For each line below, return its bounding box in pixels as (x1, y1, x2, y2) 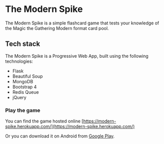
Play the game (5, 107, 41, 114)
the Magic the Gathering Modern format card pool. (5, 25, 109, 31)
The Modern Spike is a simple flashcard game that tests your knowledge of (5, 20, 160, 26)
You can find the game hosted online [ (5, 118, 84, 124)
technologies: (5, 58, 33, 64)
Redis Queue (12, 89, 39, 95)
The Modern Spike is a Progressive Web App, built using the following (5, 53, 149, 59)
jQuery (12, 94, 26, 100)
